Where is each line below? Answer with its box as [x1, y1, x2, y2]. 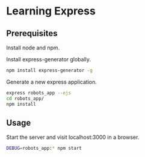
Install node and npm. [6, 44, 60, 51]
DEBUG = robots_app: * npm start [6, 146, 82, 152]
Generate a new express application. [6, 78, 97, 85]
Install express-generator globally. [6, 56, 91, 63]
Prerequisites [6, 28, 58, 38]
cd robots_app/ [6, 95, 45, 102]
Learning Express [6, 4, 96, 18]
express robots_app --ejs [6, 90, 71, 96]
